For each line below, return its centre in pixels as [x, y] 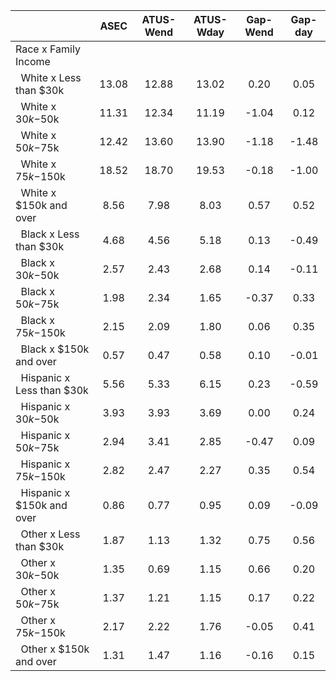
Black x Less [50, 234]
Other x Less [50, 534]
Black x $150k [55, 349]
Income [33, 61]
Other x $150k [55, 649]
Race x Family [48, 49]
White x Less [51, 77]
